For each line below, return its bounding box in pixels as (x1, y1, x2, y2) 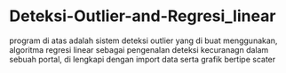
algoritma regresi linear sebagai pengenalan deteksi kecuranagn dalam (9, 44, 269, 55)
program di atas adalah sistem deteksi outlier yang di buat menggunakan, (9, 35, 278, 46)
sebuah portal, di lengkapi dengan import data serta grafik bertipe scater (9, 54, 276, 64)
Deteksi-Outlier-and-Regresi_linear (9, 6, 276, 26)
